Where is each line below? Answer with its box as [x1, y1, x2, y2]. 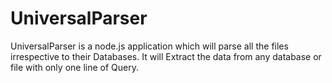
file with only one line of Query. [10, 61, 139, 73]
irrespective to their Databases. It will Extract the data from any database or [10, 50, 322, 62]
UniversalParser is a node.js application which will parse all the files [10, 40, 289, 52]
